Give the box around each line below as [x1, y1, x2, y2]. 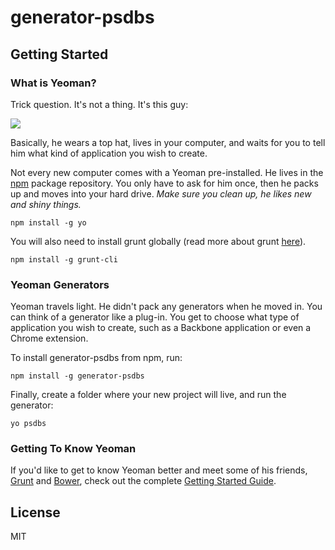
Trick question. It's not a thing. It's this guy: [10, 98, 189, 110]
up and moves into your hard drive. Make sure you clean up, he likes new [10, 187, 312, 200]
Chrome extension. [10, 332, 89, 345]
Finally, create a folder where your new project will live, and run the [10, 389, 287, 401]
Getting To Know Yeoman [10, 442, 137, 456]
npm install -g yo [10, 217, 87, 228]
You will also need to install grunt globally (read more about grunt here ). [10, 235, 307, 247]
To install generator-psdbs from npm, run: [10, 352, 183, 364]
